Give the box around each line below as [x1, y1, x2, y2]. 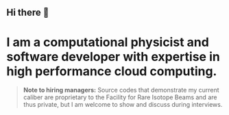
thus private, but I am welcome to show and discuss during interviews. [23, 101, 223, 109]
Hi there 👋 [6, 7, 49, 18]
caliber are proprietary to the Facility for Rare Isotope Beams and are [23, 93, 217, 101]
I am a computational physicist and [6, 34, 210, 50]
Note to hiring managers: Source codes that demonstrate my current [23, 86, 220, 94]
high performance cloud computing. [6, 63, 217, 79]
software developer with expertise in [6, 49, 220, 64]
